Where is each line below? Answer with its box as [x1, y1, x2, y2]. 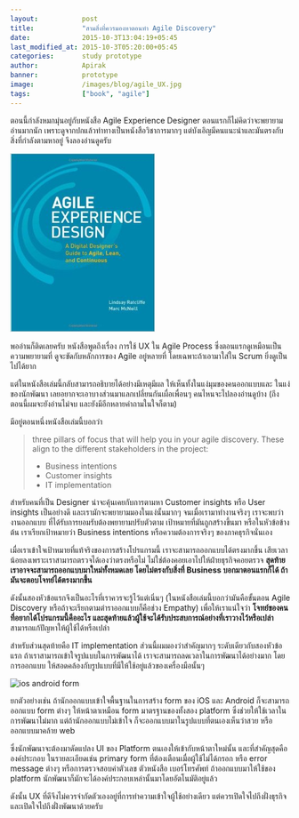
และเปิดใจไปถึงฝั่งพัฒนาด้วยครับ [10, 800, 103, 811]
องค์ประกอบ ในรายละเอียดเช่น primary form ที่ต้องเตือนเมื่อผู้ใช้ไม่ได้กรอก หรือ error [10, 752, 268, 764]
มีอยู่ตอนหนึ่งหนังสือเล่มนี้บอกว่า [10, 416, 103, 427]
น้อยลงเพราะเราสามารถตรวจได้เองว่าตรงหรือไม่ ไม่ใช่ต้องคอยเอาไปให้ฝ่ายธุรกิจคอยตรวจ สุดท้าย [10, 554, 286, 565]
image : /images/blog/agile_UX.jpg [10, 80, 182, 89]
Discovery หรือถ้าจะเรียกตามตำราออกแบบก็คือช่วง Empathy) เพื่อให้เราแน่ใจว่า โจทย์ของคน [10, 602, 288, 613]
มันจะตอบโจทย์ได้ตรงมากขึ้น [10, 574, 93, 585]
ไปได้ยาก [10, 360, 36, 371]
